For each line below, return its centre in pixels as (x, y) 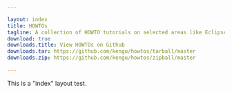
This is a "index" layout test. (47, 83)
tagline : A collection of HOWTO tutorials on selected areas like (105, 32)
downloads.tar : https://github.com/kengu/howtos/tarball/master (101, 51)
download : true (29, 38)
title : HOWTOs (28, 26)
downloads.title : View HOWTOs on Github (66, 45)
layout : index (28, 19)
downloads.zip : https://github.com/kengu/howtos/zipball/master (101, 58)
